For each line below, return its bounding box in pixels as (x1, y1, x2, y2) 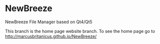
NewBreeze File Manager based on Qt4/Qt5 (5, 19, 93, 25)
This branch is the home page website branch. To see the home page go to (5, 28, 155, 34)
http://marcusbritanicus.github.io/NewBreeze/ (5, 33, 97, 39)
